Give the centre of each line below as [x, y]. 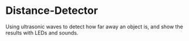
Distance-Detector [52, 11]
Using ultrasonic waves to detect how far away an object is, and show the [94, 27]
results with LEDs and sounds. [42, 32]
